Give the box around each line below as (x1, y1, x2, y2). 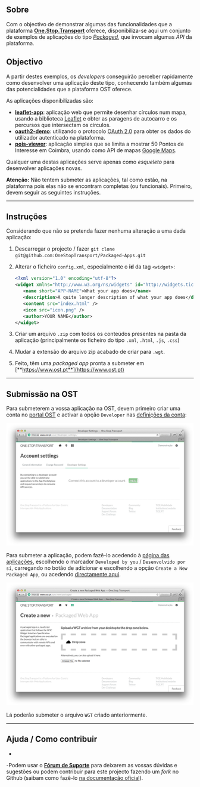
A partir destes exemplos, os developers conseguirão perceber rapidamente (6, 73, 193, 80)
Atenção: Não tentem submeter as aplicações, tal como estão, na (6, 176, 168, 183)
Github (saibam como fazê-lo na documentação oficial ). (6, 774, 143, 781)
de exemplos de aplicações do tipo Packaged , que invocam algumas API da (6, 33, 192, 41)
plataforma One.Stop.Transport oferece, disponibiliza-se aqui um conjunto (6, 27, 191, 34)
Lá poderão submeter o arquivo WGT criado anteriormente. (6, 711, 148, 718)
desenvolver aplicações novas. (6, 164, 82, 172)
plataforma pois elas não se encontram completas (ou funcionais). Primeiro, (6, 182, 192, 190)
